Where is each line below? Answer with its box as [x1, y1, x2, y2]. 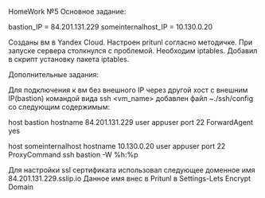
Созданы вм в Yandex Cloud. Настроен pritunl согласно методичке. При [8, 37, 253, 47]
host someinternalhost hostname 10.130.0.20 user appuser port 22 [8, 142, 226, 150]
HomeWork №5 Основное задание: [8, 7, 127, 16]
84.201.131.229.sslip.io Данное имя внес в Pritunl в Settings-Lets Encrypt [8, 174, 251, 183]
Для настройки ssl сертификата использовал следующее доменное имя [8, 165, 255, 174]
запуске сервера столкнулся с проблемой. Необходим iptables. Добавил [8, 46, 258, 55]
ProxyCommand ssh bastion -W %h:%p [8, 150, 138, 159]
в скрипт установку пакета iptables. [8, 55, 130, 64]
